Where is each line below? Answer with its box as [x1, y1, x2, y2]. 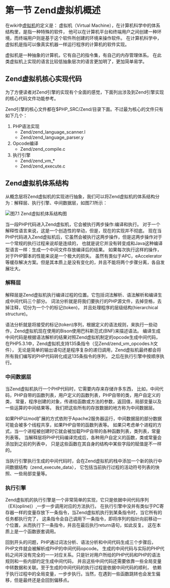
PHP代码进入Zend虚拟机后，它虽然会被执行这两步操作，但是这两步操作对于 [5, 234, 163, 240]
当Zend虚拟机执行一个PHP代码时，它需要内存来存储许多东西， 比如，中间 [5, 386, 159, 392]
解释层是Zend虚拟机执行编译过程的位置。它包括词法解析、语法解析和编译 [5, 291, 158, 298]
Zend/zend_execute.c [20, 163, 66, 169]
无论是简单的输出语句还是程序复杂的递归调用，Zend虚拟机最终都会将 [17, 347, 161, 353]
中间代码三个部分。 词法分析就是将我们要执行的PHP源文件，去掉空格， [9, 298, 158, 304]
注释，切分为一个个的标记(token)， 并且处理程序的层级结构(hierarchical [9, 304, 158, 310]
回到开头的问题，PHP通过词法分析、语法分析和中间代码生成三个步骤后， [5, 539, 156, 545]
